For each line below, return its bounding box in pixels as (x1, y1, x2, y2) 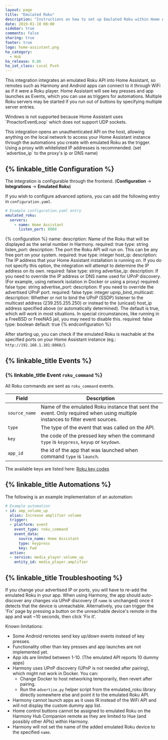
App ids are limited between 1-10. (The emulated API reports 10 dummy (12, 655, 159, 660)
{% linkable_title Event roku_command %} (5, 372, 102, 379)
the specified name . (12, 729, 51, 735)
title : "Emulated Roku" (5, 12, 55, 17)
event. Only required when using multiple (40, 410, 137, 416)
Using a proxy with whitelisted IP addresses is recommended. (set (5, 145, 141, 151)
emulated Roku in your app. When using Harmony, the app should (5, 592, 141, 598)
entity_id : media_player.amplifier (14, 560, 88, 565)
